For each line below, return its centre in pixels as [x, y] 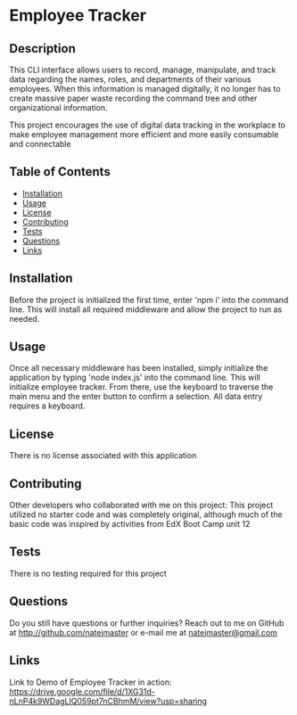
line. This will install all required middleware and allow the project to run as [146, 309]
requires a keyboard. [47, 406]
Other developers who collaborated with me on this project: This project [141, 505]
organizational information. [59, 107]
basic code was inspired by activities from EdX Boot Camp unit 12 [130, 524]
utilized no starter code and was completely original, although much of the [146, 514]
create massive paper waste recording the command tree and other [133, 98]
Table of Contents [60, 172]
